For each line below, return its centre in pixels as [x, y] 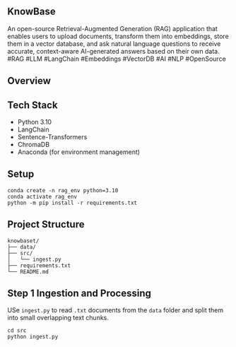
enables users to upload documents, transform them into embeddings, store [118, 36]
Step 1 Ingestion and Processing [79, 294]
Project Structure [46, 224]
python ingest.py [33, 337]
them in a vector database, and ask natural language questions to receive [114, 43]
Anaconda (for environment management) [78, 152]
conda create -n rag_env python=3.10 [63, 190]
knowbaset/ [23, 241]
